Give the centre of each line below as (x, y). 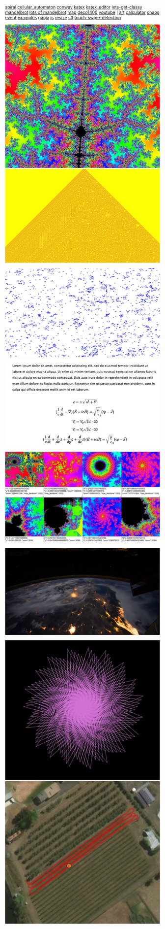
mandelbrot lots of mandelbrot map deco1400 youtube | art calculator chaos (82, 12)
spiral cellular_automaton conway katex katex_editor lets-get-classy (74, 7)
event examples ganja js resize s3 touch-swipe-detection (63, 17)
